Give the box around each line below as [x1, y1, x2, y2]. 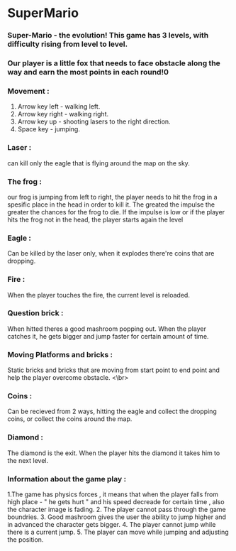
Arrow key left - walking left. [17, 102, 101, 111]
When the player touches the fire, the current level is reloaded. [7, 290, 190, 299]
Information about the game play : [7, 474, 126, 484]
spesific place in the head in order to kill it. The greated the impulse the [7, 200, 215, 209]
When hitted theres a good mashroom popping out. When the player [7, 324, 207, 333]
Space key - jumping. [17, 125, 80, 133]
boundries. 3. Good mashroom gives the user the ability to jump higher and [7, 513, 227, 521]
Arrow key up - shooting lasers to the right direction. [17, 117, 172, 126]
